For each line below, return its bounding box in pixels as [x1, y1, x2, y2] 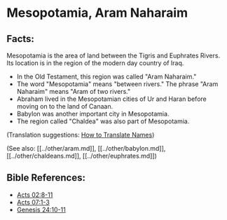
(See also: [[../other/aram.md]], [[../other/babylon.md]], [6, 144, 166, 152]
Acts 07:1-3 [16, 198, 50, 206]
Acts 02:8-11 [16, 191, 53, 199]
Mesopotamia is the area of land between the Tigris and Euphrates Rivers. [6, 51, 221, 60]
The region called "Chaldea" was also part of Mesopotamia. [16, 117, 190, 125]
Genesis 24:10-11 [16, 205, 66, 214]
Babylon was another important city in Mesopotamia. [16, 110, 170, 118]
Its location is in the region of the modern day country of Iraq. [6, 59, 184, 67]
